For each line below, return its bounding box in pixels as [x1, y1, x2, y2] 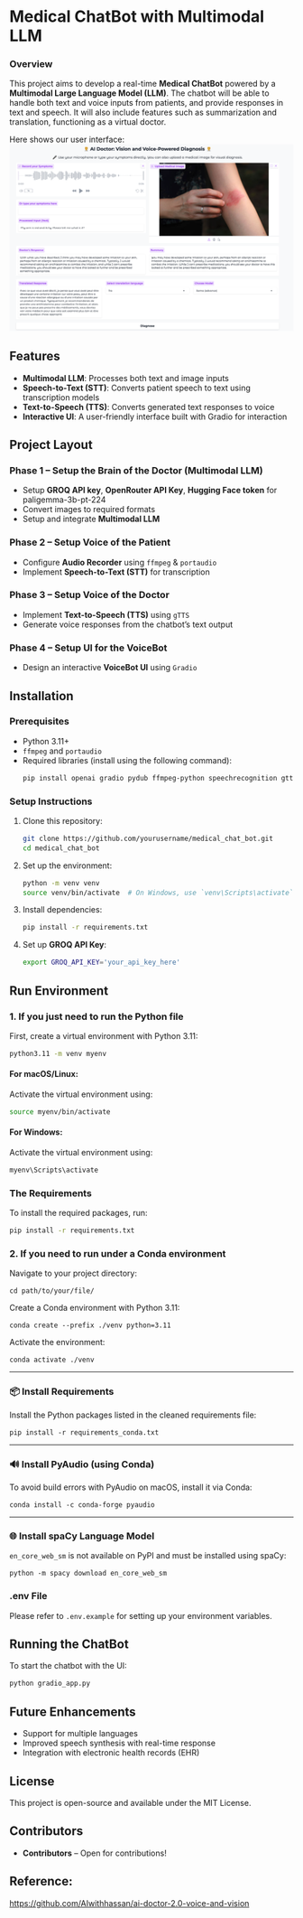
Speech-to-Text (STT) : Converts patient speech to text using [22, 382, 251, 393]
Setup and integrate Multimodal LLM [22, 513, 161, 525]
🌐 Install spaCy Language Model [9, 1530, 155, 1542]
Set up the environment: [22, 860, 113, 871]
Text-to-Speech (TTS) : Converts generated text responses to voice [22, 401, 275, 412]
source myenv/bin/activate [9, 1108, 111, 1117]
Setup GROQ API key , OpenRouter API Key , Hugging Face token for [22, 485, 278, 496]
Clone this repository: [22, 815, 103, 826]
